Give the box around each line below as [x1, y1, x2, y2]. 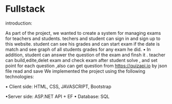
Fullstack [5, 3, 45, 15]
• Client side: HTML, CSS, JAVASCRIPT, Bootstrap [5, 83, 111, 90]
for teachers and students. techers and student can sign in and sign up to [5, 35, 161, 41]
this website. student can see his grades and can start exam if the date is [5, 40, 160, 47]
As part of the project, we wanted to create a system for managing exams [5, 30, 161, 36]
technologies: [5, 73, 34, 79]
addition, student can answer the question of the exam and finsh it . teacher [5, 52, 166, 58]
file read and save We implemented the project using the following [5, 68, 145, 74]
